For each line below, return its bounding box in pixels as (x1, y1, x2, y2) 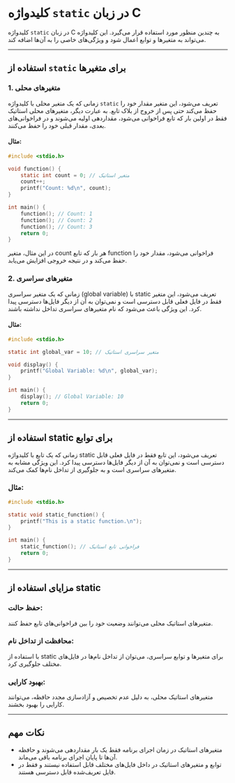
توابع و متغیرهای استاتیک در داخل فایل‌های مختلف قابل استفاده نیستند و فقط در (17, 760, 222, 768)
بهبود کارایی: (8, 677, 46, 687)
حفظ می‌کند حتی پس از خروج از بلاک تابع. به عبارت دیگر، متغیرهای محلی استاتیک (8, 106, 217, 114)
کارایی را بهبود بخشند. (8, 700, 65, 709)
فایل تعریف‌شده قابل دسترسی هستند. (17, 768, 116, 776)
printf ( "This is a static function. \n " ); (20, 518, 142, 525)
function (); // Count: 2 (20, 216, 93, 224)
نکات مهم (8, 727, 45, 739)
